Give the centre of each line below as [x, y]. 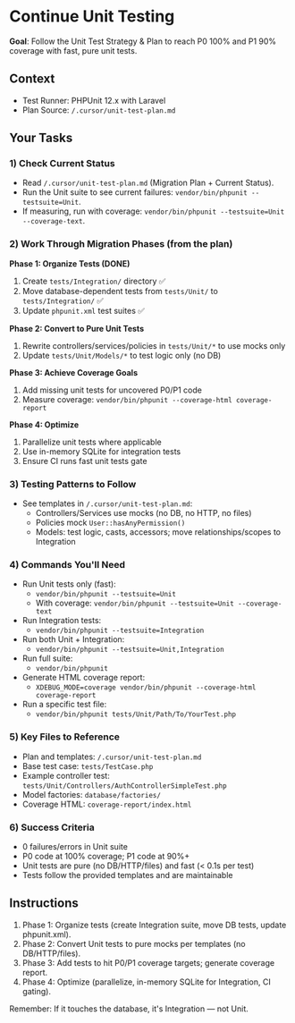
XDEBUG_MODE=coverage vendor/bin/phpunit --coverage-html [146, 688]
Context [32, 79]
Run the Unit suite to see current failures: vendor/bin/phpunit [135, 192]
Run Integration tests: [62, 621]
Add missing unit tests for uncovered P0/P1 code [112, 390]
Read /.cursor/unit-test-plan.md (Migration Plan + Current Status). [148, 183]
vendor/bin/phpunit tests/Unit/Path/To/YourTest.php [136, 714]
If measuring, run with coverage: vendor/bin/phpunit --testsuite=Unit [153, 211]
